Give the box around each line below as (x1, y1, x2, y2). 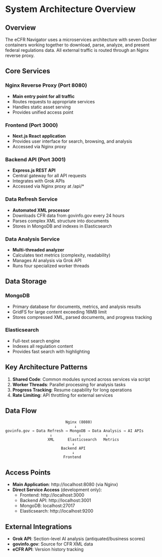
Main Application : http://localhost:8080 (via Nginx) (12, 482, 118, 488)
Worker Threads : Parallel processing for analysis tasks (12, 381, 126, 387)
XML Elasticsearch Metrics (47, 437, 120, 442)
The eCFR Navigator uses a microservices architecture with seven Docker (5, 36, 157, 42)
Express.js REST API (12, 167, 56, 173)
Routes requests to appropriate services (12, 98, 95, 104)
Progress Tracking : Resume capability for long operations (12, 387, 132, 393)
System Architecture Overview (5, 3, 136, 15)
